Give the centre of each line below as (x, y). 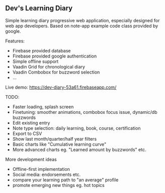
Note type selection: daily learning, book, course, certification (76, 128)
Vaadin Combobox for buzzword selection (56, 72)
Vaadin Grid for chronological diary (49, 67)
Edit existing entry (31, 122)
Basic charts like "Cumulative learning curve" (59, 144)
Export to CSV (27, 134)
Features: (15, 41)
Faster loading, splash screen (43, 107)
